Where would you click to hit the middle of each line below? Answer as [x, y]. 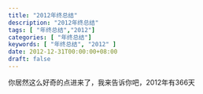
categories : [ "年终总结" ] [50, 37]
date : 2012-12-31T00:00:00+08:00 [63, 52]
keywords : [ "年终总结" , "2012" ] [62, 45]
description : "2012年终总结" [54, 23]
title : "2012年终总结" [43, 15]
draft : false [30, 60]
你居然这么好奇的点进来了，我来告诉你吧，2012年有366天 [101, 82]
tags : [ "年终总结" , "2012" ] [52, 30]
